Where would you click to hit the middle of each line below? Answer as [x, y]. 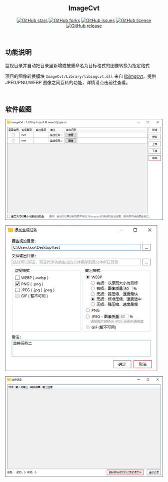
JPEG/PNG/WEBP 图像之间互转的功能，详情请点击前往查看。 [68, 82]
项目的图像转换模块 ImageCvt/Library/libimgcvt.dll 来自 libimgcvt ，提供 [81, 76]
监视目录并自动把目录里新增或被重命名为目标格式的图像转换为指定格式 [77, 65]
